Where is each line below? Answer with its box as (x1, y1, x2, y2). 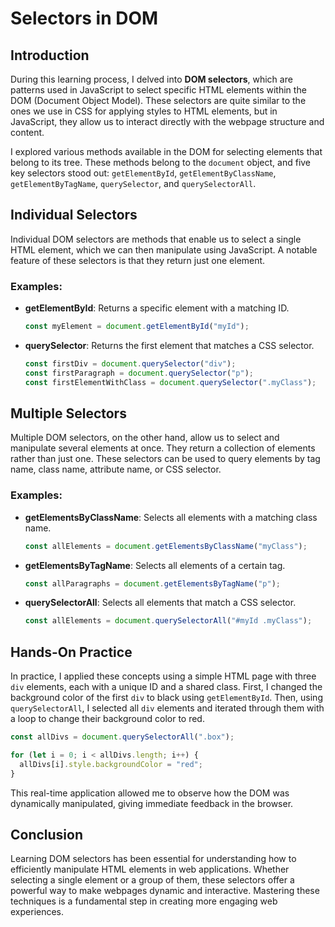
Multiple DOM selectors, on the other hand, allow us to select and (10, 432, 280, 444)
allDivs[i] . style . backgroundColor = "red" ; (19, 759, 203, 769)
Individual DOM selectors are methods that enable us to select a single (10, 233, 302, 245)
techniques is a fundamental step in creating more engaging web (10, 895, 278, 907)
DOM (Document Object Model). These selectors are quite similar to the (10, 95, 307, 106)
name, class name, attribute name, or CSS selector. (10, 463, 222, 476)
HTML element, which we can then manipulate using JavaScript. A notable (10, 243, 318, 256)
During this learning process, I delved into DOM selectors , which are (10, 73, 293, 85)
